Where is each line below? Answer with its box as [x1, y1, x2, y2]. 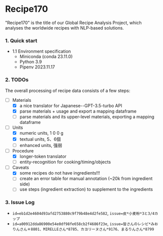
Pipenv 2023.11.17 [19, 64, 55, 70]
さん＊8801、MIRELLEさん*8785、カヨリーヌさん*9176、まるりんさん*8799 [19, 227, 154, 232]
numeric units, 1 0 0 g [19, 130, 64, 136]
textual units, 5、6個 [19, 136, 61, 142]
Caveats [12, 165, 30, 171]
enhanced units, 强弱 [19, 142, 63, 148]
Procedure [12, 148, 34, 154]
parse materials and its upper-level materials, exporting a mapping [19, 114, 155, 119]
